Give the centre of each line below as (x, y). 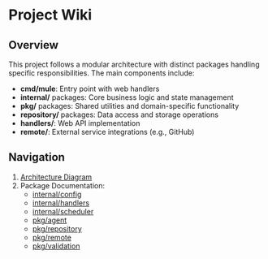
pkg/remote (52, 237)
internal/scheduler (63, 211)
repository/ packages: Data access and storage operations (119, 114)
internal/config (57, 194)
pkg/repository (57, 228)
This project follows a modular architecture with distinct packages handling (134, 64)
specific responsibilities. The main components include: (102, 73)
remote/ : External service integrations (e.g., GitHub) (107, 132)
